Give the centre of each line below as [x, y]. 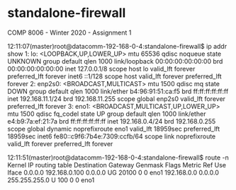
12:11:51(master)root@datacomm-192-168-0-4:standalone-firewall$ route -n [118, 158]
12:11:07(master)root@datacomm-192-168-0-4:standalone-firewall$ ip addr [117, 46]
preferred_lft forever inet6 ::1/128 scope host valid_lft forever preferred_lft [114, 76]
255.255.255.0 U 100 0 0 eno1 [51, 180]
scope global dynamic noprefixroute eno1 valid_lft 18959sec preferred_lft [114, 129]
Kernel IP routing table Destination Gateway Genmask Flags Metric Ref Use [117, 165]
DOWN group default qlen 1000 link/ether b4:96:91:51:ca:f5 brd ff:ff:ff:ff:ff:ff [118, 91]
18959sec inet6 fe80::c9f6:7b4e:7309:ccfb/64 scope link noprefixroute [112, 136]
